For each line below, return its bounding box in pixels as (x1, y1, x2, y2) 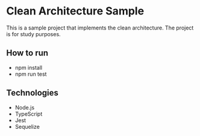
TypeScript (14, 110, 43, 117)
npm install (14, 64, 43, 71)
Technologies (6, 88, 59, 98)
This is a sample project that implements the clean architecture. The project (6, 24, 194, 31)
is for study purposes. (6, 30, 61, 37)
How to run (6, 48, 49, 58)
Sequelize (14, 123, 40, 130)
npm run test (14, 70, 47, 78)
